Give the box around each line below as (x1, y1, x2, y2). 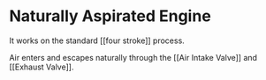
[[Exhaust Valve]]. (9, 62, 74, 72)
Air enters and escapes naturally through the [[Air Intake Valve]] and (9, 52, 258, 62)
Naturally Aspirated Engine (9, 6, 212, 26)
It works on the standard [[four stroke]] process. (9, 35, 186, 46)
